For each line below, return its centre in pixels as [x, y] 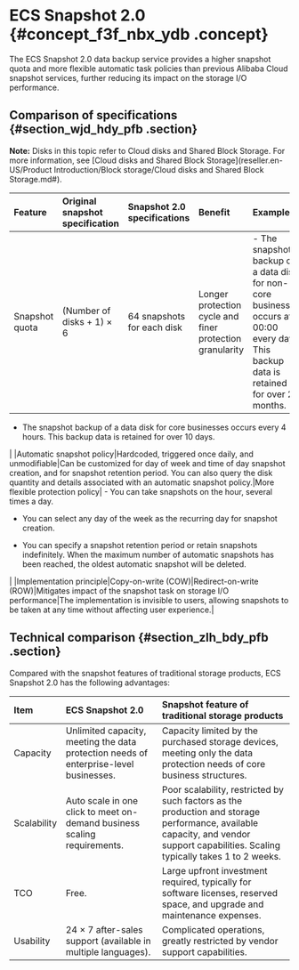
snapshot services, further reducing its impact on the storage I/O [128, 77]
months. [269, 405]
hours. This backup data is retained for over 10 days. [118, 436]
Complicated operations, [213, 929]
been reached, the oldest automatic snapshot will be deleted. [134, 564]
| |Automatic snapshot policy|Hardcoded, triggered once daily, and [131, 454]
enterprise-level [100, 764]
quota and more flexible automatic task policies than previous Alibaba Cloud [149, 69]
